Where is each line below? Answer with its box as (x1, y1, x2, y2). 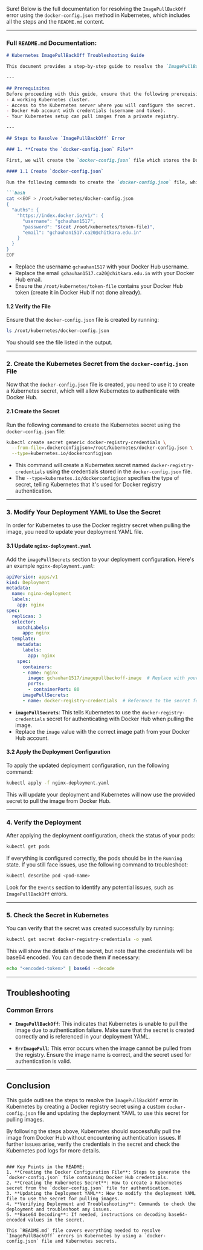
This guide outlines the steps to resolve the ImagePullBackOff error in (6, 1097, 178, 1104)
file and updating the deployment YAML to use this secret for (37, 1109, 189, 1117)
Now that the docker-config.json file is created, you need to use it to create (6, 381, 195, 388)
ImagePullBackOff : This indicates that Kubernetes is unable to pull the (14, 1020, 188, 1027)
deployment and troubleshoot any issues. (6, 1206, 112, 1212)
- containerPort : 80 (28, 687, 80, 693)
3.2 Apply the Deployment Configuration (6, 748, 111, 756)
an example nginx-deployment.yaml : (6, 562, 95, 569)
